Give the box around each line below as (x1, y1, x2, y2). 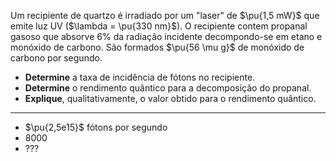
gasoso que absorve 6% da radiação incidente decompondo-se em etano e (10, 31, 323, 42)
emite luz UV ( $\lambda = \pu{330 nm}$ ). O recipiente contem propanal (10, 20, 308, 32)
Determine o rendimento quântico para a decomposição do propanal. (24, 82, 312, 94)
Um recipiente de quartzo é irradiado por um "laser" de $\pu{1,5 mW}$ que (10, 10, 320, 21)
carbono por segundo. (10, 52, 103, 64)
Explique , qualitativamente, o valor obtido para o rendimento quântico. (24, 93, 317, 104)
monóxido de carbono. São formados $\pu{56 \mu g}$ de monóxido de (10, 41, 305, 53)
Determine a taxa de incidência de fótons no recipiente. (24, 71, 256, 83)
